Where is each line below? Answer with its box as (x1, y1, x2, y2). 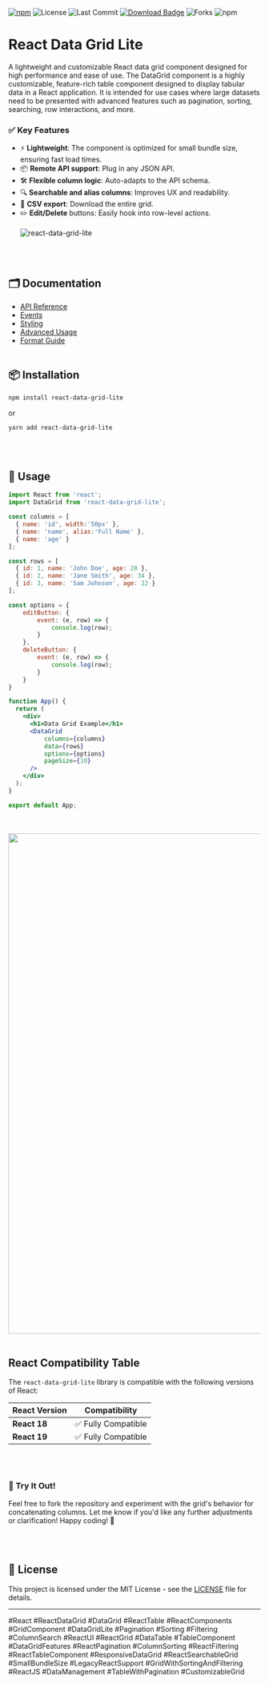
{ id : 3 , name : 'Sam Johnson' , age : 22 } (15, 579, 156, 587)
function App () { (8, 697, 66, 706)
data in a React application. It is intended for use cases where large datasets (8, 87, 260, 97)
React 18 (12, 1418, 48, 1429)
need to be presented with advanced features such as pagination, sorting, (8, 96, 252, 106)
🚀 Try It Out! (8, 1481, 56, 1492)
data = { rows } (43, 742, 84, 750)
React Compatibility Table (8, 1357, 140, 1370)
